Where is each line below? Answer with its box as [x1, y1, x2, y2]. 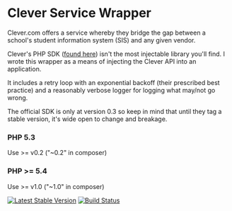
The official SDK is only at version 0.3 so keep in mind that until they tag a [7, 107, 222, 115]
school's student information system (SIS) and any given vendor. [7, 35, 196, 44]
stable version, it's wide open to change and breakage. [7, 115, 168, 123]
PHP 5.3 [7, 132, 35, 142]
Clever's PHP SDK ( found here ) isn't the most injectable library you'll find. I [7, 50, 225, 58]
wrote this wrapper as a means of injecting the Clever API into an [7, 57, 197, 65]
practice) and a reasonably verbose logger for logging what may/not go [7, 86, 216, 94]
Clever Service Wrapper [7, 5, 152, 21]
